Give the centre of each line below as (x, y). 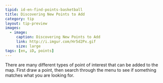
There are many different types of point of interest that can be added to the (82, 65)
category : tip (20, 19)
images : (13, 28)
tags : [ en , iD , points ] (30, 51)
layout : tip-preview (26, 23)
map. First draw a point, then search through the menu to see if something (81, 70)
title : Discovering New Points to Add (45, 14)
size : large (28, 46)
